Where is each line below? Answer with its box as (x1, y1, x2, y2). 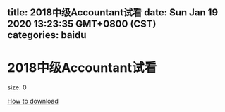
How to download (7, 97, 59, 106)
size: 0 (7, 83, 27, 92)
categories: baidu (7, 29, 87, 41)
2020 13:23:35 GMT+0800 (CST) (7, 18, 157, 30)
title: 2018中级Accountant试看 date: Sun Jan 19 (7, 6, 219, 19)
